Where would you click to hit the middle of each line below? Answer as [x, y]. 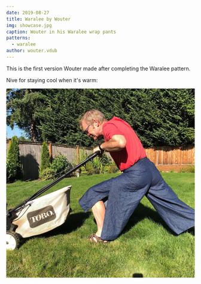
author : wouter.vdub [32, 51]
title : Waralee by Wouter [38, 19]
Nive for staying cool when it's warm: [52, 80]
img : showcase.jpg [29, 25]
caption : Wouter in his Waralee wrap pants [61, 32]
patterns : [19, 38]
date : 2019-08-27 [28, 13]
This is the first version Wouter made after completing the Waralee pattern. [98, 68]
